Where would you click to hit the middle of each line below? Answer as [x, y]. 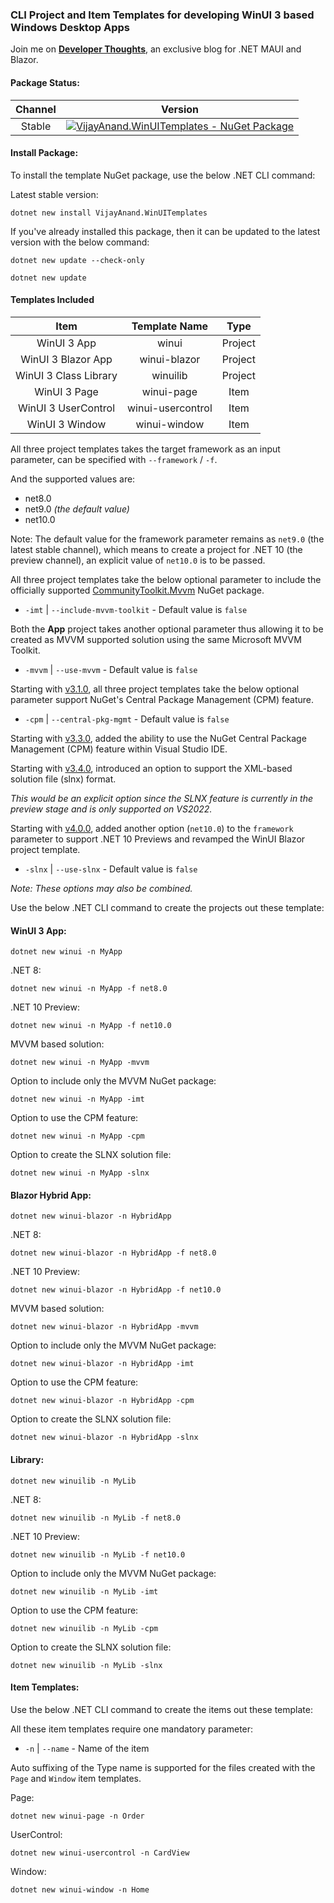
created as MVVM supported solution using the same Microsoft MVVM [156, 639]
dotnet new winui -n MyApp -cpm [77, 1136]
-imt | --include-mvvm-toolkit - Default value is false [136, 609]
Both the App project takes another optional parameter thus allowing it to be [167, 629]
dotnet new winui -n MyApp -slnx [80, 1173]
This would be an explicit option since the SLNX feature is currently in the [162, 798]
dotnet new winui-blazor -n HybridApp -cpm [102, 1401]
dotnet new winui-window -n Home [80, 1889]
